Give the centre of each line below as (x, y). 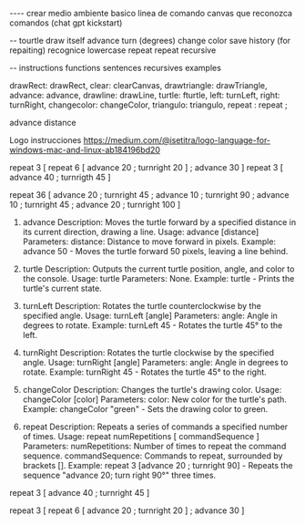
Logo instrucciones (46, 140)
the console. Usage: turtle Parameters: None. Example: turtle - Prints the (158, 278)
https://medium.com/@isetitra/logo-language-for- (177, 140)
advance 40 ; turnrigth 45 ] (60, 177)
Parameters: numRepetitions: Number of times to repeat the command (154, 446)
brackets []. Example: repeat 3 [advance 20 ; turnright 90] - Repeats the (158, 465)
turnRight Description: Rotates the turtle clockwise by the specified (148, 353)
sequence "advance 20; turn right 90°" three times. (119, 475)
